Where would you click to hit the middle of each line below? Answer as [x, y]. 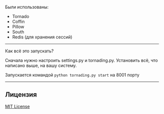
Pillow [18, 27]
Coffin [18, 22]
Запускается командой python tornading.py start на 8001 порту [72, 75]
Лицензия [21, 95]
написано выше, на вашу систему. [41, 65]
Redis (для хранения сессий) [42, 37]
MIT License [18, 106]
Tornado [20, 16]
